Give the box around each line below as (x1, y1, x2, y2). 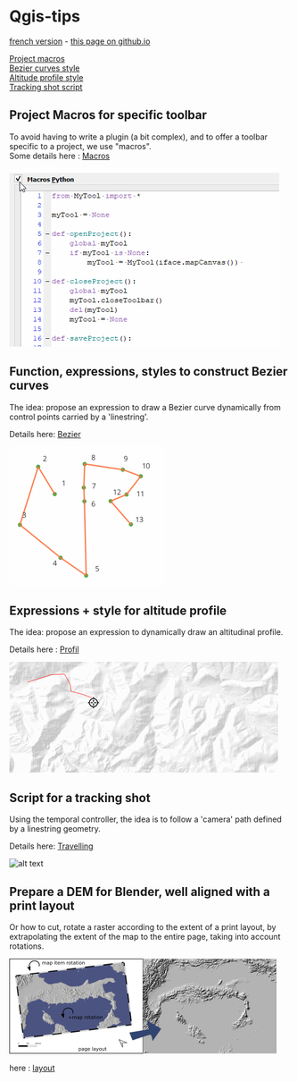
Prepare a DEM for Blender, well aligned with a (9, 883, 270, 900)
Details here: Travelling (9, 841, 94, 851)
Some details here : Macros (9, 150, 110, 161)
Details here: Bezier (9, 428, 82, 439)
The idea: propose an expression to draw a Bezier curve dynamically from (9, 402, 281, 412)
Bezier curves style (9, 63, 80, 73)
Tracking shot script (9, 81, 83, 92)
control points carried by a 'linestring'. (9, 411, 149, 422)
